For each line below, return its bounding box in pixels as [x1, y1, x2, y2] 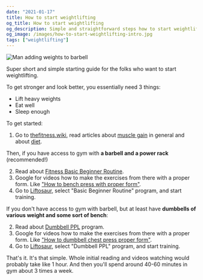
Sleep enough [14, 108, 50, 115]
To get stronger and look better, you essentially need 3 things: [6, 83, 161, 91]
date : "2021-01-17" [6, 8, 56, 15]
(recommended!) [6, 156, 48, 163]
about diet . [14, 138, 42, 145]
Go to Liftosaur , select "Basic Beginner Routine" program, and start [14, 187, 182, 194]
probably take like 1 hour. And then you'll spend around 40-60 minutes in [6, 261, 188, 268]
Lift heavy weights [14, 95, 61, 102]
